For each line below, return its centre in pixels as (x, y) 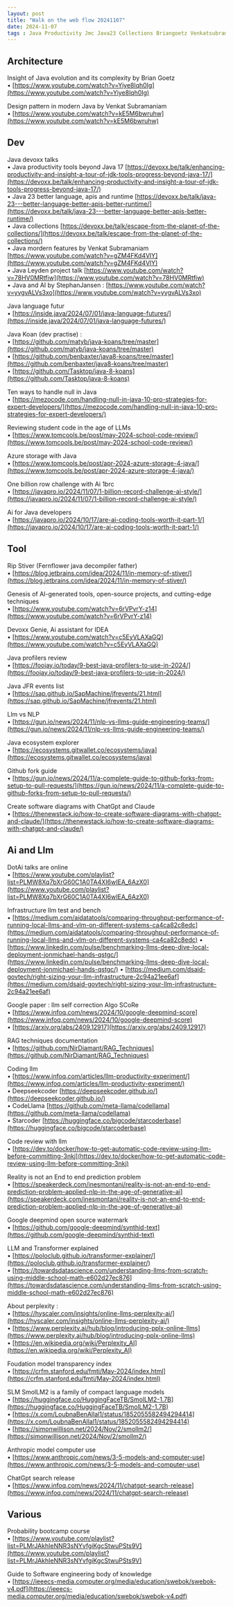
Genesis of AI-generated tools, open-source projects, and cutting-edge (109, 594)
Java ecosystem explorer (43, 742)
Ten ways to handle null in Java (52, 392)
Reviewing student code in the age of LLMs (69, 427)
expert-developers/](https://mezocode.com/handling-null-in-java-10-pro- (113, 407)
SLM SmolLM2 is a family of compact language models (86, 1392)
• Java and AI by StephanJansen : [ (58, 285)
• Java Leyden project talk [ (47, 270)
